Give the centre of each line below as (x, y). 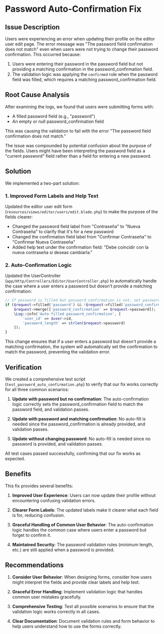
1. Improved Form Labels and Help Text (52, 196)
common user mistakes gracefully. (47, 597)
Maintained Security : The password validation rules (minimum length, (83, 544)
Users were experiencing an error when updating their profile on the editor (80, 39)
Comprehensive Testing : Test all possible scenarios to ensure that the (83, 606)
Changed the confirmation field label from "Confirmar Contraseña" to (82, 236)
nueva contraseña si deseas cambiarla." (52, 252)
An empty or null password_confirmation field (58, 121)
